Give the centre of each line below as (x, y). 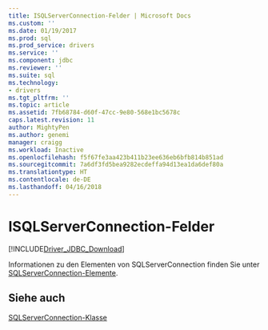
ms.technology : (34, 82)
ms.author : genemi (39, 135)
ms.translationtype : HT (48, 172)
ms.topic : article (39, 105)
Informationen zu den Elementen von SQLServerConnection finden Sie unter (134, 264)
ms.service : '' (34, 53)
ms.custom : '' (32, 23)
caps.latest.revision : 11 (51, 120)
